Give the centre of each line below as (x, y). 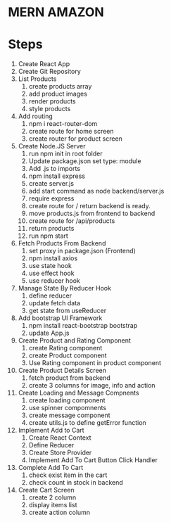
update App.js (49, 333)
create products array (60, 87)
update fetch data (54, 303)
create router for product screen (75, 139)
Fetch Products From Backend (62, 243)
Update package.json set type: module (85, 161)
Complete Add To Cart (51, 468)
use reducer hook (54, 281)
